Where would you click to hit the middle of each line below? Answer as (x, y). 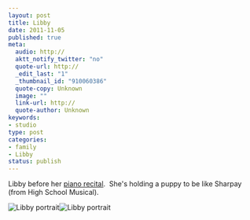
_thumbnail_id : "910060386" (61, 81)
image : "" (31, 96)
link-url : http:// (46, 103)
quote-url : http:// (47, 67)
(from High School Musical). (54, 192)
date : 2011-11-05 (37, 30)
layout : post (29, 15)
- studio (22, 125)
